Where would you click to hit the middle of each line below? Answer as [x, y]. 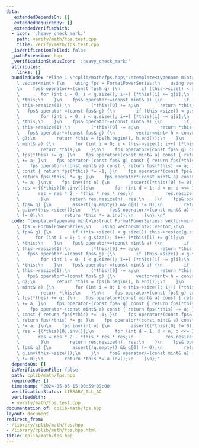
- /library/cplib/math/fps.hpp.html [51, 430]
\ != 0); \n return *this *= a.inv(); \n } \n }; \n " [91, 216]
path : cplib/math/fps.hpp [44, 375]
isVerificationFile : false [45, 370]
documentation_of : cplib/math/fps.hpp [54, 408]
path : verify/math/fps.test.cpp [57, 39]
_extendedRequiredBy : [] [42, 23]
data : [13, 12]
